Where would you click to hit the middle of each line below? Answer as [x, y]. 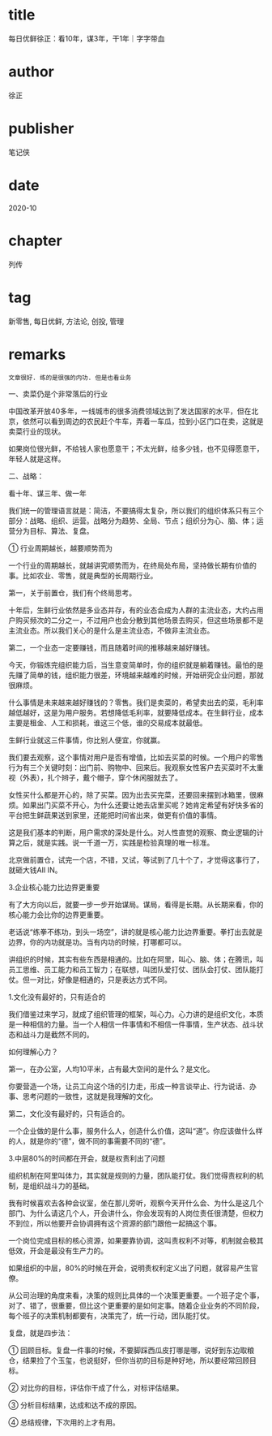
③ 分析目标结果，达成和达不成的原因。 [75, 1405]
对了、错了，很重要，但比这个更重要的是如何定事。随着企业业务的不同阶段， [136, 1305]
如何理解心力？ [33, 1051]
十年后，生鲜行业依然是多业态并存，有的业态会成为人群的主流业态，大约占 [132, 610]
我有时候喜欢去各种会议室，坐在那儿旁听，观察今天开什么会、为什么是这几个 [136, 1203]
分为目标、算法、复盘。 [54, 530]
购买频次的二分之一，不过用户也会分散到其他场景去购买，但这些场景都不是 [139, 620]
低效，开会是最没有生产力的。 [58, 1250]
